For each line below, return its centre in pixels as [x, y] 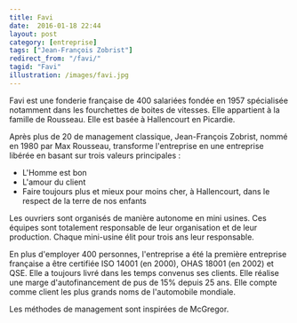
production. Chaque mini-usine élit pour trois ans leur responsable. [132, 237]
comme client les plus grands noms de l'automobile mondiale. [123, 291]
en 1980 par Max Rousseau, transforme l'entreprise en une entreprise [136, 146]
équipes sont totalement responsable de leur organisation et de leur [133, 227]
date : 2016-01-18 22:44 [55, 26]
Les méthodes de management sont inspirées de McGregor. [119, 309]
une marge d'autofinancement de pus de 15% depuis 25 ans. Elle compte [143, 282]
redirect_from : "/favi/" [55, 59]
